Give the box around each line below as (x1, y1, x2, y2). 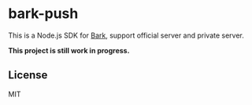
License (8, 68, 48, 82)
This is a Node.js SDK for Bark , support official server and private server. (8, 31, 244, 40)
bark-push (8, 5, 79, 23)
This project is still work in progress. (8, 45, 130, 55)
